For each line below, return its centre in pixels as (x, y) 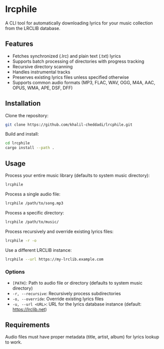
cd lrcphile (17, 143)
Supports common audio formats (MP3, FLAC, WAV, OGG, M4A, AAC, (84, 82)
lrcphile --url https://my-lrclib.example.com (54, 259)
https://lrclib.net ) (30, 309)
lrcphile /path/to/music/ (32, 222)
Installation (23, 103)
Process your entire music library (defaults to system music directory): (78, 175)
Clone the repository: (27, 115)
